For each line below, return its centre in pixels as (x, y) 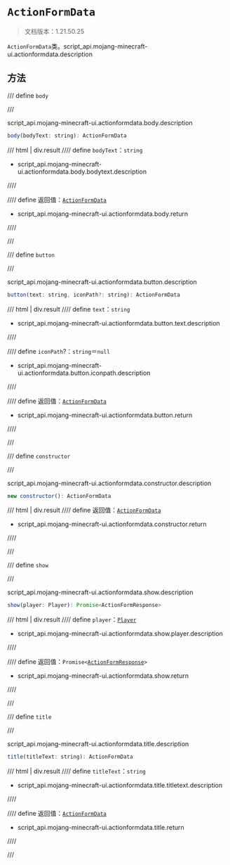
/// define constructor (39, 456)
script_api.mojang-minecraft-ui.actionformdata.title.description (98, 744)
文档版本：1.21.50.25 (54, 31)
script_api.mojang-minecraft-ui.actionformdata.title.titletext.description (120, 786)
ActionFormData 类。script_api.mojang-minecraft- (77, 46)
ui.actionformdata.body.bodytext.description (82, 172)
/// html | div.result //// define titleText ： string (76, 771)
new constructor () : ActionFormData (59, 496)
